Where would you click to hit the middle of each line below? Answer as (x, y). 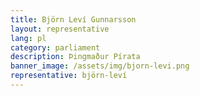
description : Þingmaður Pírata (75, 57)
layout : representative (60, 29)
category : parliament (55, 47)
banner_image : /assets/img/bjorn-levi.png (100, 66)
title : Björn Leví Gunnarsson (73, 19)
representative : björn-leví (69, 76)
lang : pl (28, 38)
